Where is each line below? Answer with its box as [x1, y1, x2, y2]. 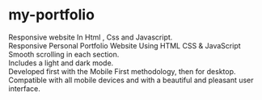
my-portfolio [8, 6, 95, 24]
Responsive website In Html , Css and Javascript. [8, 32, 173, 42]
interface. [8, 83, 40, 94]
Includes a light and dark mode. [8, 58, 114, 68]
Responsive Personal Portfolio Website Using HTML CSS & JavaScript [8, 40, 241, 50]
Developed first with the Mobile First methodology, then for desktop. [8, 66, 236, 76]
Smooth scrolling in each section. [8, 49, 120, 59]
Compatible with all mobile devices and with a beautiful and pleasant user [8, 75, 254, 85]
